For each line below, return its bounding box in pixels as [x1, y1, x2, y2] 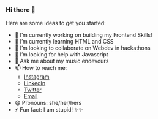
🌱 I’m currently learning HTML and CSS [14, 38, 114, 45]
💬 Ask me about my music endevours [14, 58, 109, 65]
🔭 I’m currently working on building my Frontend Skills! [14, 31, 152, 39]
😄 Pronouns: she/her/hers [14, 99, 82, 107]
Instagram [23, 73, 50, 80]
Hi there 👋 [6, 6, 36, 14]
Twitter [23, 86, 42, 94]
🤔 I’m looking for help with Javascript [14, 51, 108, 58]
